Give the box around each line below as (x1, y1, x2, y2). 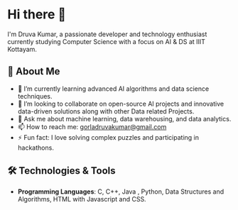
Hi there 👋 (7, 6, 66, 23)
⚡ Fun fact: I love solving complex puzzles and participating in (17, 133, 199, 141)
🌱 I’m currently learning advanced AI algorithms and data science (17, 84, 210, 93)
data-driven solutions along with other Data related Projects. (17, 106, 195, 116)
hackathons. (17, 143, 55, 152)
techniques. (17, 92, 53, 100)
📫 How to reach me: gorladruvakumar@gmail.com (17, 122, 167, 131)
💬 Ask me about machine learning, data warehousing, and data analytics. (17, 114, 232, 123)
